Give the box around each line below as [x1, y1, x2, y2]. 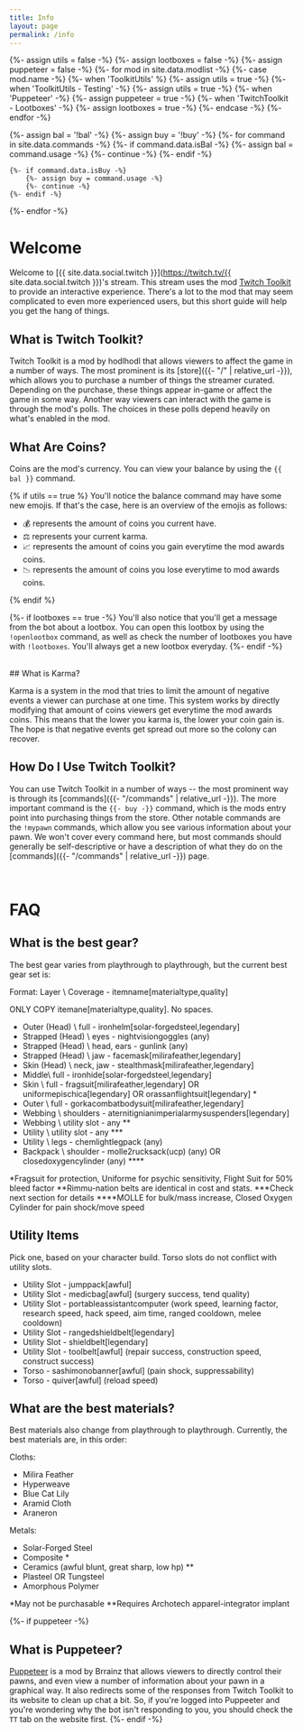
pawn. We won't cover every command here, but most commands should [9, 831, 282, 842]
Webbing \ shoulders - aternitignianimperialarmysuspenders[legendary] [22, 1107, 290, 1119]
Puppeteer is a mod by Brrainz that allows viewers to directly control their [9, 1666, 282, 1677]
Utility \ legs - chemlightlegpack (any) [22, 1136, 163, 1147]
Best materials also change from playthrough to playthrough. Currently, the [9, 1424, 288, 1435]
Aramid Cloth [22, 1498, 72, 1509]
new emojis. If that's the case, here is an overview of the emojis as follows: [9, 500, 288, 511]
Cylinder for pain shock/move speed [9, 1202, 145, 1212]
